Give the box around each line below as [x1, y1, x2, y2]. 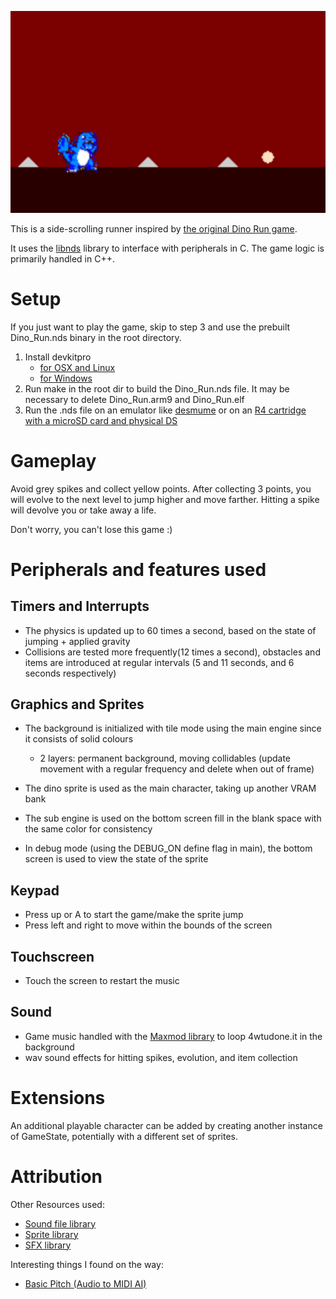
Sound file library [24, 1217, 97, 1230]
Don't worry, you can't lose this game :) [10, 523, 173, 535]
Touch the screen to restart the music [24, 975, 180, 987]
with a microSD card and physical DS [24, 414, 178, 426]
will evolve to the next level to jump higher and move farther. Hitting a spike [10, 493, 320, 505]
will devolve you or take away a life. [10, 504, 157, 516]
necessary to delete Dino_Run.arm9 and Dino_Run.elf [24, 393, 245, 405]
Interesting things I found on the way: [10, 1258, 164, 1270]
